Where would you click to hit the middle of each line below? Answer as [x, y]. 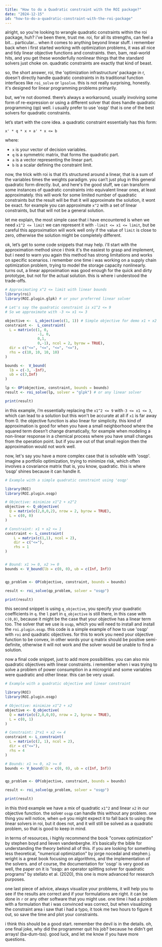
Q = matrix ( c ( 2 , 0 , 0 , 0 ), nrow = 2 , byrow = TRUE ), [60, 715]
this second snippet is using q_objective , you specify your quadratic [73, 609]
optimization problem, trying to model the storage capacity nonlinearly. [76, 265]
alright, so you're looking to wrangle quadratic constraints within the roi [76, 32]
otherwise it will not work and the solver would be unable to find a [88, 645]
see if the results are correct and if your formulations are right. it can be [76, 894]
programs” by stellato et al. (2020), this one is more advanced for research [80, 874]
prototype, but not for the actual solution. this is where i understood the [76, 276]
